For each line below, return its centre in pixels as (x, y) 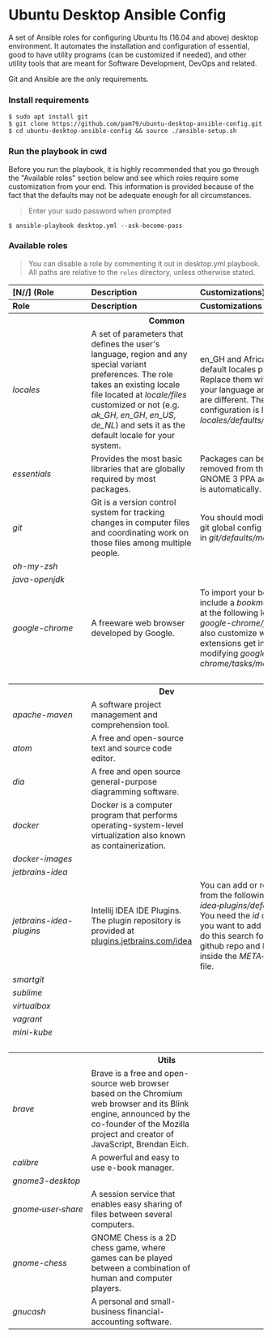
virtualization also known (138, 835)
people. (105, 553)
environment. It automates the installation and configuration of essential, (129, 45)
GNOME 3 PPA (227, 479)
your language (227, 389)
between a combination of (141, 1267)
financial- (146, 1311)
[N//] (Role (33, 292)
